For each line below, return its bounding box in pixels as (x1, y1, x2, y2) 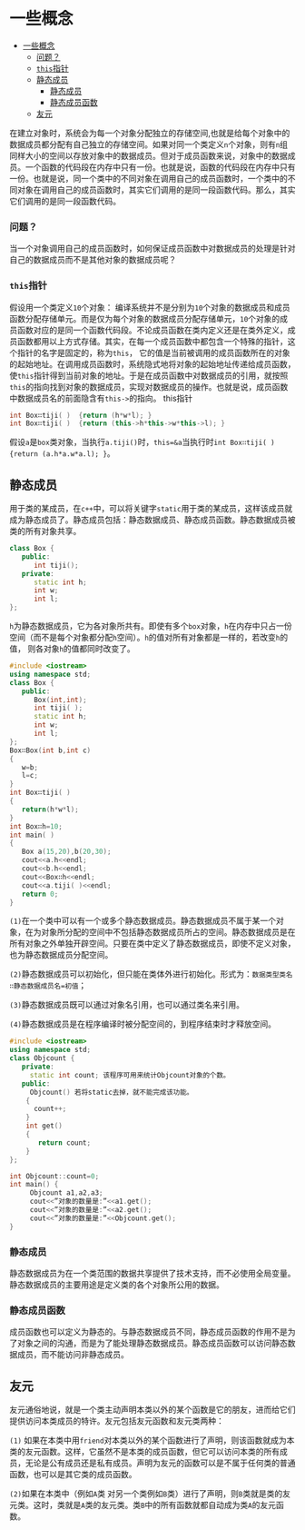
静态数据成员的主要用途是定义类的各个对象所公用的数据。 (9, 1279, 224, 1290)
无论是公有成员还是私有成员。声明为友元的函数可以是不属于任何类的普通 (25, 1457, 296, 1468)
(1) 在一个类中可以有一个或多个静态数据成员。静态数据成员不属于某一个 (9, 915, 277, 927)
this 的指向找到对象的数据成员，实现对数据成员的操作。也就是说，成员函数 (9, 381, 289, 392)
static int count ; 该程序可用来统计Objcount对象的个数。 (29, 1070, 231, 1079)
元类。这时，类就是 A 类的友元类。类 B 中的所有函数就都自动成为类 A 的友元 (9, 1500, 277, 1511)
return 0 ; (21, 889, 59, 899)
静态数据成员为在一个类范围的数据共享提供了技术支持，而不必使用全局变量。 (9, 1268, 296, 1279)
